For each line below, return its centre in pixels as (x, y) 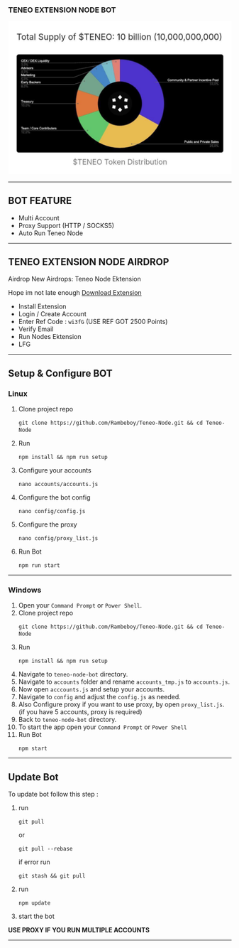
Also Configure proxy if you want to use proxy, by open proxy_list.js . (121, 704)
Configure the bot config (54, 497)
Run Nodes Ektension (50, 337)
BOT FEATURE (40, 201)
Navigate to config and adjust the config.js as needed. (100, 697)
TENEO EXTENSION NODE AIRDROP (89, 262)
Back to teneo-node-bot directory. (67, 720)
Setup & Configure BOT (60, 373)
